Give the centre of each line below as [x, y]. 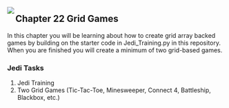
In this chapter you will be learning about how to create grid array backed [111, 35]
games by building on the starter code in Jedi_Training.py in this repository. [114, 43]
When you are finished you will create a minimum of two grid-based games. [115, 50]
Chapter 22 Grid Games [67, 19]
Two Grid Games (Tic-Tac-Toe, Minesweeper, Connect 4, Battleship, [114, 90]
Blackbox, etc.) [38, 98]
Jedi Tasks [26, 67]
